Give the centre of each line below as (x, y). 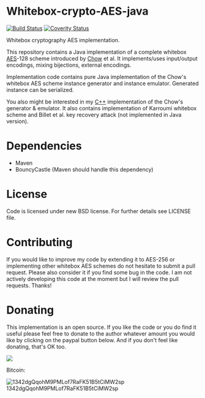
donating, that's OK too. (36, 347)
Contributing (39, 242)
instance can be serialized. (40, 89)
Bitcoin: (16, 370)
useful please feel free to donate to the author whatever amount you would (101, 333)
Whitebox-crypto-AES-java (77, 11)
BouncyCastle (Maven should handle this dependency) (84, 169)
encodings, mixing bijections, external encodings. (69, 65)
